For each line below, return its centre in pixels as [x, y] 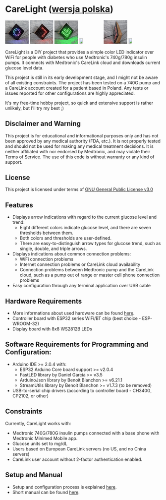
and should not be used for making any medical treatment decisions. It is [79, 146]
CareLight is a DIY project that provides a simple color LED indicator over [80, 52]
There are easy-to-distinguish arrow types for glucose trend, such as [90, 244]
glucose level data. [24, 67]
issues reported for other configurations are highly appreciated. [70, 93]
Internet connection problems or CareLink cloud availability [80, 264]
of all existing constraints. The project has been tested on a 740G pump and [83, 82]
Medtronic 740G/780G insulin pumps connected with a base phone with [86, 433]
